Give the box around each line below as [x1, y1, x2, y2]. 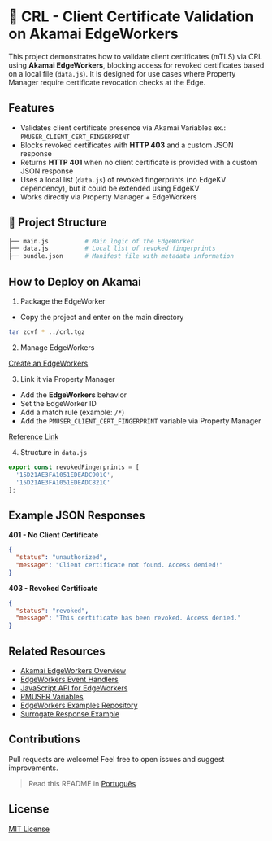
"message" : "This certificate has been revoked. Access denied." [15, 614, 242, 622]
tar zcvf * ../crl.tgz [8, 328, 85, 336]
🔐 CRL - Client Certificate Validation [8, 7, 254, 26]
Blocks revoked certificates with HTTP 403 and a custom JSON [19, 140, 234, 150]
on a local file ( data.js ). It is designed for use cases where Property [8, 68, 236, 78]
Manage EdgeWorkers [19, 342, 95, 353]
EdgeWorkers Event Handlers [19, 675, 119, 684]
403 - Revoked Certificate [8, 583, 99, 593]
